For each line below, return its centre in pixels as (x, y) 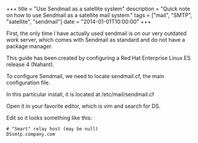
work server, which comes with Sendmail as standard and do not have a (96, 40)
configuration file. (28, 82)
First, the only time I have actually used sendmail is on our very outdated (97, 33)
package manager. (30, 46)
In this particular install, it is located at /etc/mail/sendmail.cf (80, 94)
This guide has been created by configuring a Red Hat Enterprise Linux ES (99, 58)
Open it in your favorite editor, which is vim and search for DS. (84, 106)
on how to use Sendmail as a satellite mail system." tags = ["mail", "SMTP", (99, 15)
